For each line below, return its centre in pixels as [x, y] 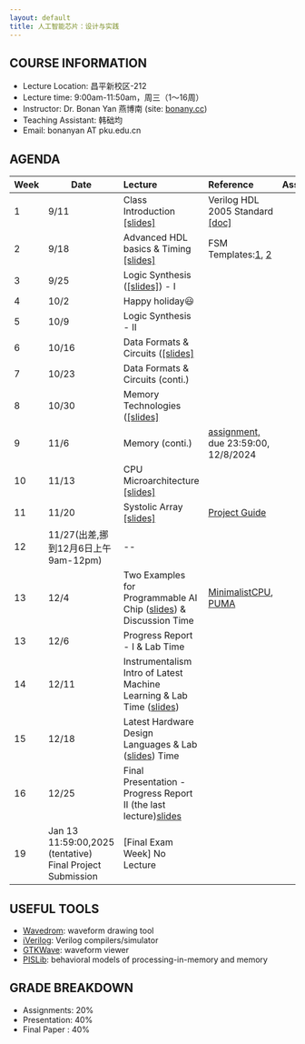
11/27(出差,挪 [79, 535]
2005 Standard [241, 212]
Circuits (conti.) [156, 380]
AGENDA [35, 159]
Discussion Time [158, 621]
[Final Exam [148, 842]
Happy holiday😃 [159, 301]
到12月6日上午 [80, 548]
